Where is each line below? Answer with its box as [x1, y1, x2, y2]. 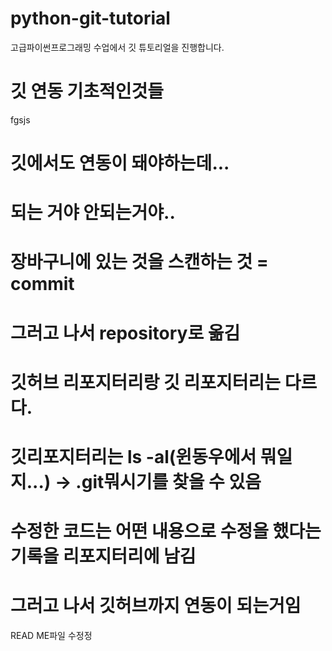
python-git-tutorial [10, 7, 171, 30]
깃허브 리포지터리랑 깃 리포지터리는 [10, 371, 282, 394]
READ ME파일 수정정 [10, 630, 93, 642]
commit [10, 273, 75, 296]
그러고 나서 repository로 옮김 [10, 322, 241, 344]
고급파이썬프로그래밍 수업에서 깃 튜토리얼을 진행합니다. [10, 41, 225, 53]
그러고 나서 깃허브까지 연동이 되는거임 [10, 595, 302, 617]
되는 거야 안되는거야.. [10, 202, 176, 224]
